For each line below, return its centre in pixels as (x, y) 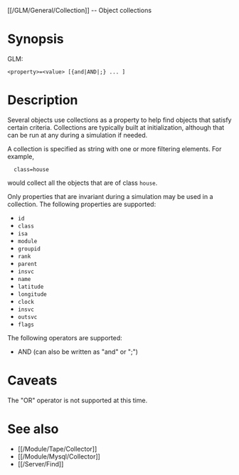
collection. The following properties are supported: (82, 204)
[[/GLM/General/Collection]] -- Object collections (79, 10)
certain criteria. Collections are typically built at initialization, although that (116, 127)
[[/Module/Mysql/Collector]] (59, 456)
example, (21, 156)
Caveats (32, 380)
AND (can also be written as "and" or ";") (78, 352)
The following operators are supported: (65, 337)
